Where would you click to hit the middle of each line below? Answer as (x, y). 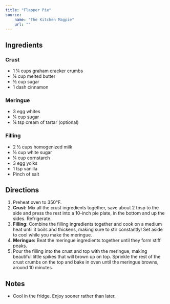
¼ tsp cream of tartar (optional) (46, 122)
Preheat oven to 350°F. (37, 202)
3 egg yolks (25, 163)
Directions (22, 190)
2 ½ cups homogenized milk (42, 147)
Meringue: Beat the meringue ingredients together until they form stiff (87, 241)
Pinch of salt (26, 174)
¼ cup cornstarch (31, 158)
